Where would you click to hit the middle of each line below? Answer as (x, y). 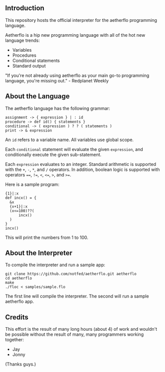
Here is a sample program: (32, 184)
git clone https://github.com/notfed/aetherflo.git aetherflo (71, 274)
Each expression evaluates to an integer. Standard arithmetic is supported (81, 164)
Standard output (29, 66)
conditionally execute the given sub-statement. (53, 154)
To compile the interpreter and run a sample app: (55, 265)
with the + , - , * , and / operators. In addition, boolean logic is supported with (82, 169)
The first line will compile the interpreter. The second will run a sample (77, 296)
